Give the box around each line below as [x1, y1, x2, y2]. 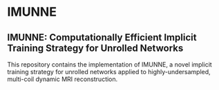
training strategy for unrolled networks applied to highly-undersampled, [7, 68, 211, 76]
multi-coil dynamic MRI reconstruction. [7, 75, 118, 83]
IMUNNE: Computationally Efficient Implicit [7, 32, 197, 43]
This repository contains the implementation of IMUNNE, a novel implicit [7, 60, 212, 69]
